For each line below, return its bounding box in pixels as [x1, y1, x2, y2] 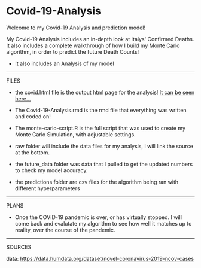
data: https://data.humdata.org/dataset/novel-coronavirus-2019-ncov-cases [6, 255, 194, 262]
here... [14, 95, 31, 102]
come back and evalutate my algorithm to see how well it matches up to [14, 220, 192, 227]
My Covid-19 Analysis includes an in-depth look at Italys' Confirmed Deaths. [6, 35, 194, 42]
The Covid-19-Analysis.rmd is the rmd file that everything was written [14, 106, 187, 114]
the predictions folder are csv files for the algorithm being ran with [14, 178, 178, 185]
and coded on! [14, 112, 51, 120]
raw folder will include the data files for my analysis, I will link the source [14, 142, 193, 150]
